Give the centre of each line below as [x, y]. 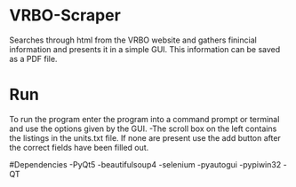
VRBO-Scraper [65, 16]
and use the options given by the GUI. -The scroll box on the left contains [143, 129]
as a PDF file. [33, 58]
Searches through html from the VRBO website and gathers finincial [133, 40]
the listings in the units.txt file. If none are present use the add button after [145, 137]
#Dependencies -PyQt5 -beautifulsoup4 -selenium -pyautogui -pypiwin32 [145, 164]
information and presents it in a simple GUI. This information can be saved [145, 49]
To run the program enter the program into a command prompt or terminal [144, 119]
